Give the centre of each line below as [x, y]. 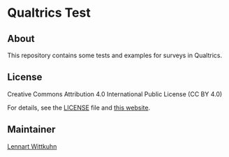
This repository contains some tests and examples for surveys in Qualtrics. [114, 55]
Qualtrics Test [49, 13]
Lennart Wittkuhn [32, 146]
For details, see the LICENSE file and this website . [79, 107]
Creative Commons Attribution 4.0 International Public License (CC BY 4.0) [115, 94]
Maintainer [31, 129]
